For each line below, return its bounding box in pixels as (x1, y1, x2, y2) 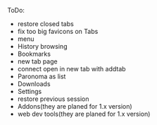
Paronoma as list (17, 72, 66, 81)
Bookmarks (17, 49, 51, 58)
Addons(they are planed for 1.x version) (17, 102, 132, 110)
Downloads (17, 80, 51, 88)
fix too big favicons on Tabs (17, 28, 99, 35)
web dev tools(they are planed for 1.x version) (17, 109, 151, 118)
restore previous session (17, 95, 89, 103)
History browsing (17, 42, 68, 50)
